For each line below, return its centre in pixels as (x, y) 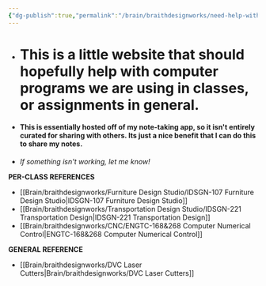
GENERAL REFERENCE (46, 250)
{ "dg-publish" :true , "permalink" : (63, 15)
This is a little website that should (132, 54)
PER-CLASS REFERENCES (51, 177)
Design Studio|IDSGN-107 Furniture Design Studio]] (104, 201)
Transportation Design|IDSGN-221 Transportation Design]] (115, 217)
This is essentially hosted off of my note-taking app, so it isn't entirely (137, 127)
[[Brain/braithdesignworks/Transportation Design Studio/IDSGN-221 (130, 209)
